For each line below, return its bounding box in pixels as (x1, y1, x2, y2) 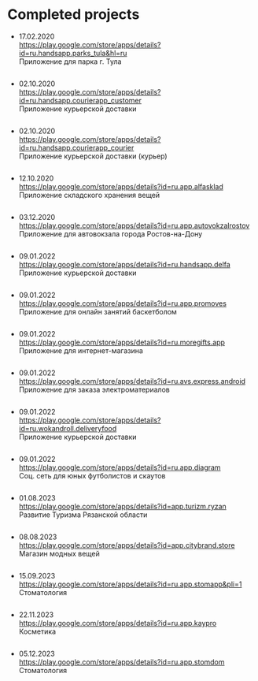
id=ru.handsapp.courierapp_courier (18, 143, 135, 152)
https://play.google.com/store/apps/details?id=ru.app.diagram (18, 463, 221, 472)
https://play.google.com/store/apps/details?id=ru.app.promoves (18, 298, 227, 308)
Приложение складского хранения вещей (18, 190, 160, 199)
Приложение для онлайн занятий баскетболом (18, 307, 178, 316)
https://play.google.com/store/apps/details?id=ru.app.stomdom (18, 657, 225, 667)
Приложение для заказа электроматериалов (18, 385, 170, 394)
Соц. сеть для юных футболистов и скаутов (18, 471, 166, 480)
